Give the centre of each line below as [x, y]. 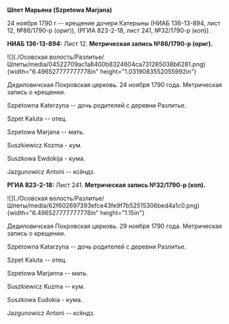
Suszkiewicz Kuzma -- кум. [46, 286]
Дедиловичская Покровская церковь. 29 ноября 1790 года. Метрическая [114, 226]
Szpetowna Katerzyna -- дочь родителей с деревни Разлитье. [97, 105]
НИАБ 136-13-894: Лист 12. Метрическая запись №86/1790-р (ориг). [110, 43]
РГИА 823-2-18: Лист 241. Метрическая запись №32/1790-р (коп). [106, 185]
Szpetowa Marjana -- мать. [46, 132]
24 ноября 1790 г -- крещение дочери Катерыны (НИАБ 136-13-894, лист [114, 23]
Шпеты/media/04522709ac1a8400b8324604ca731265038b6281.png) [107, 64]
